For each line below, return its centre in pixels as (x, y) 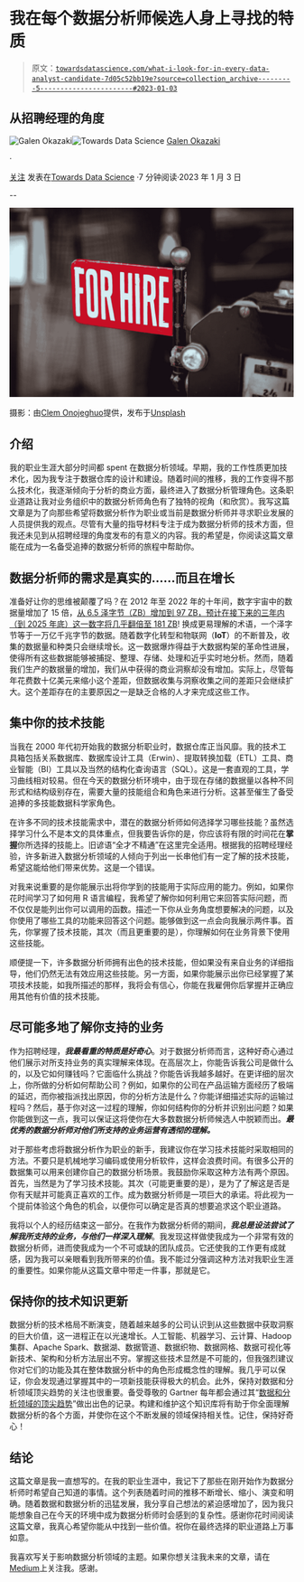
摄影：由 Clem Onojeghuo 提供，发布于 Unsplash (98, 413)
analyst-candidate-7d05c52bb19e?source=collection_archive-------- (161, 79)
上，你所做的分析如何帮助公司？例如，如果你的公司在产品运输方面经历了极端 (152, 1085)
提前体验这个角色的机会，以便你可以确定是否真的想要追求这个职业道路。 (151, 1205)
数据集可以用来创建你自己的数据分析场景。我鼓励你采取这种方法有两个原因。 (152, 1172)
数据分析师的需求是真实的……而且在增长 (122, 578)
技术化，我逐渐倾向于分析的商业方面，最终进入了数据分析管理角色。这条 (151, 490)
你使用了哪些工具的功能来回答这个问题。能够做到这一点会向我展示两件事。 (147, 920)
